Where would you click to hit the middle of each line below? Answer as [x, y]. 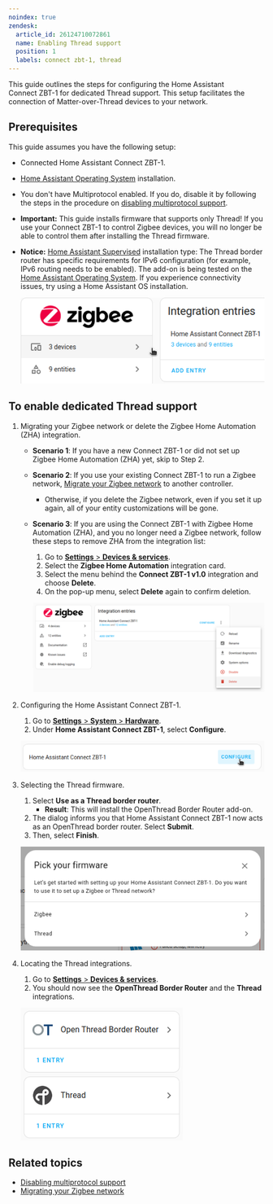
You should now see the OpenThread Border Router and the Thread [147, 987]
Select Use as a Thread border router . [97, 801]
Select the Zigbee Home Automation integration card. [135, 565]
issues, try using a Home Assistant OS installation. [104, 286]
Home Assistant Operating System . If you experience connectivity [130, 278]
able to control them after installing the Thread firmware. [115, 235]
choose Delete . [70, 583]
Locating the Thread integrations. [76, 963]
